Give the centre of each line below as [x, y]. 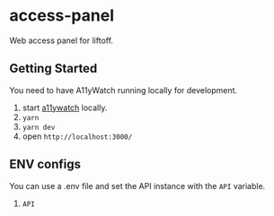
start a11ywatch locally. [65, 108]
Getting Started [53, 69]
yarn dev [39, 127]
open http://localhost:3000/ [77, 136]
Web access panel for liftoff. [62, 40]
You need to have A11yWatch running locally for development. [124, 90]
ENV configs [45, 164]
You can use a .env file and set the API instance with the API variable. [137, 186]
